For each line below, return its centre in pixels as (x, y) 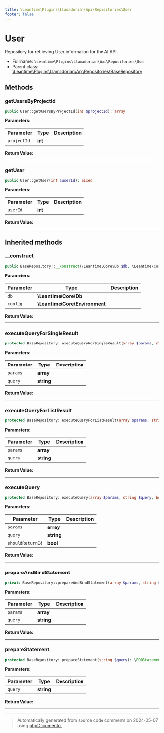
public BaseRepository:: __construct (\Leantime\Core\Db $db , (68, 266)
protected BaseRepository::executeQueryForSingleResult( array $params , (79, 344)
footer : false (20, 14)
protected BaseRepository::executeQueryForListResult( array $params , (77, 421)
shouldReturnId (25, 543)
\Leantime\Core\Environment (71, 304)
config (15, 304)
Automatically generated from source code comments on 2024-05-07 (87, 720)
